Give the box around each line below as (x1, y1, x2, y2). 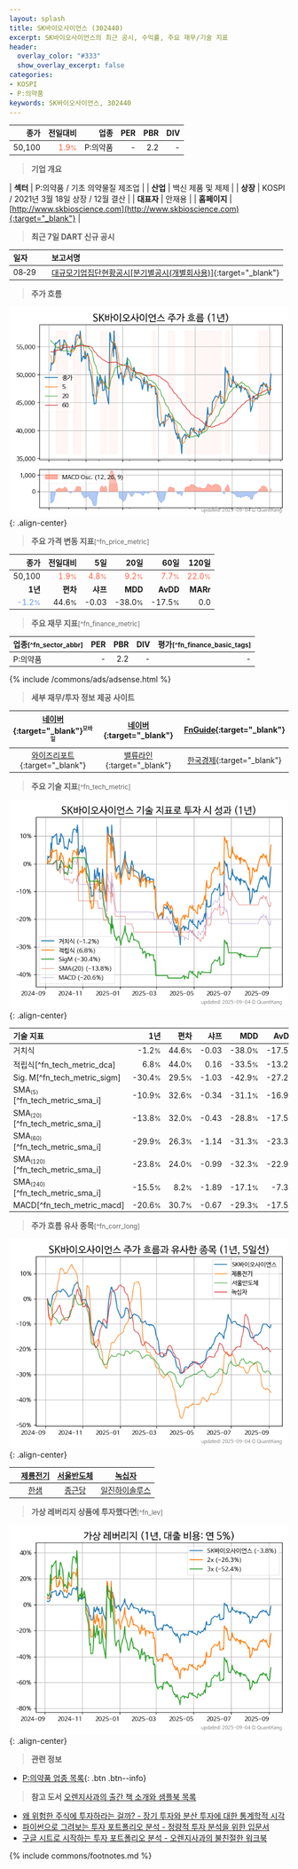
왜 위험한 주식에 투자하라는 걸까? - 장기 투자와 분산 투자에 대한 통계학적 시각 (21, 1810, 286, 1821)
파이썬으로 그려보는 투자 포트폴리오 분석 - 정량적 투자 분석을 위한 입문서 (21, 1821, 270, 1832)
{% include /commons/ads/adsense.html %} (9, 674, 171, 684)
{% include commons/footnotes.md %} (9, 1850, 153, 1861)
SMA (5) (12, 1084, 39, 1096)
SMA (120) (12, 1154, 46, 1166)
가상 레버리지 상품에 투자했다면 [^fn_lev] (30, 1506, 163, 1517)
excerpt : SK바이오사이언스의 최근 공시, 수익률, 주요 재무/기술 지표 (9, 33, 229, 42)
